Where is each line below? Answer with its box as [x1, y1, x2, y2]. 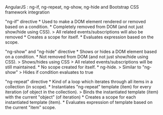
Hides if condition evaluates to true [22, 69, 94, 75]
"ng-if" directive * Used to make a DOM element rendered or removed [5, 19, 146, 24]
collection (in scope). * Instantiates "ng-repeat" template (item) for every [5, 84, 151, 89]
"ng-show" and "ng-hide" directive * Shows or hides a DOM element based [5, 49, 157, 54]
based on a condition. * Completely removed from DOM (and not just [5, 24, 143, 30]
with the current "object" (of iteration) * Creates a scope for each [5, 94, 136, 100]
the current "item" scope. [5, 104, 56, 110]
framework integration [5, 9, 50, 15]
